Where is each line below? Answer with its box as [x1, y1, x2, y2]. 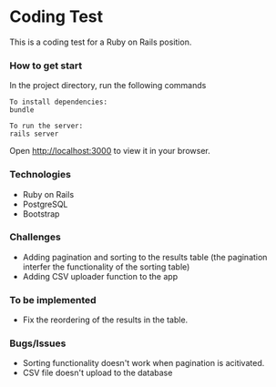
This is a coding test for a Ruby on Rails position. [9, 36, 192, 47]
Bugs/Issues [9, 337, 66, 350]
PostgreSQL [22, 199, 68, 209]
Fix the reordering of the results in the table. [22, 314, 189, 325]
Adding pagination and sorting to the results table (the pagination [22, 251, 268, 262]
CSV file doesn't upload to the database [22, 367, 173, 379]
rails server [9, 129, 59, 138]
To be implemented [9, 293, 97, 306]
